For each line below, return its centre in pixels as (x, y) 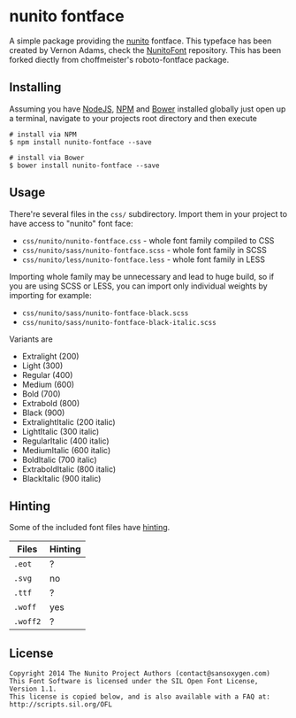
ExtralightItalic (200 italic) (69, 421)
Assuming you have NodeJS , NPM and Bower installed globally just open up (148, 109)
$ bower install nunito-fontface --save (85, 166)
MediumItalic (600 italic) (66, 450)
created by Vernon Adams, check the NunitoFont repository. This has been (145, 50)
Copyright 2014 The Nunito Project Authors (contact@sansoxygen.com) (140, 674)
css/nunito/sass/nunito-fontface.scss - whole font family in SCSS (144, 250)
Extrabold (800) (51, 403)
